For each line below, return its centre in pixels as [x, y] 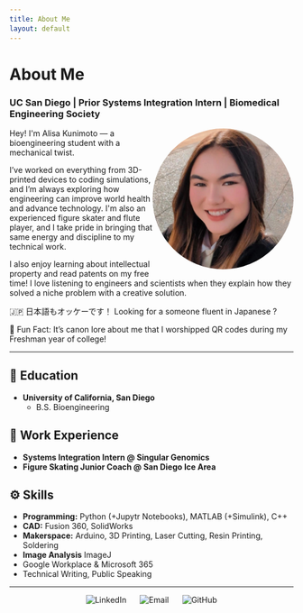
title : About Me [40, 19]
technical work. [38, 246]
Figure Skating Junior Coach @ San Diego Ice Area [119, 467]
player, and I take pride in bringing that [81, 227]
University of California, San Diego [88, 398]
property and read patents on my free [79, 273]
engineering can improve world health [80, 198]
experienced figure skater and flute [75, 217]
